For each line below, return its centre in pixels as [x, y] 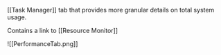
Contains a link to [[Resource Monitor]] [63, 31]
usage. [17, 17]
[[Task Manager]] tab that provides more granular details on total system [111, 10]
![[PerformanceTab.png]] [43, 44]
